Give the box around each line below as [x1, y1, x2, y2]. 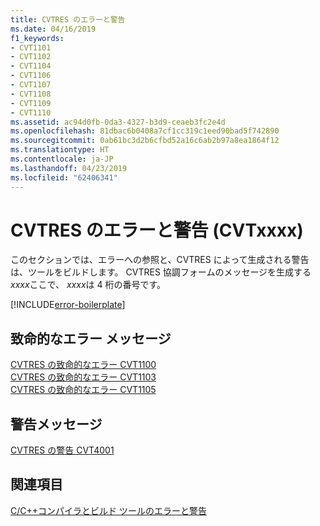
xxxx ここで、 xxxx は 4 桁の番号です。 [10, 279, 167, 291]
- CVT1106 [10, 71, 52, 81]
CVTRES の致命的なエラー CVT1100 [10, 359, 157, 371]
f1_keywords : [10, 33, 65, 43]
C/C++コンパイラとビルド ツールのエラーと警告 [10, 504, 207, 516]
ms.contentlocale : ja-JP [10, 154, 114, 164]
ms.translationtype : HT [10, 145, 110, 155]
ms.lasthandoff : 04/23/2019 [10, 163, 128, 173]
